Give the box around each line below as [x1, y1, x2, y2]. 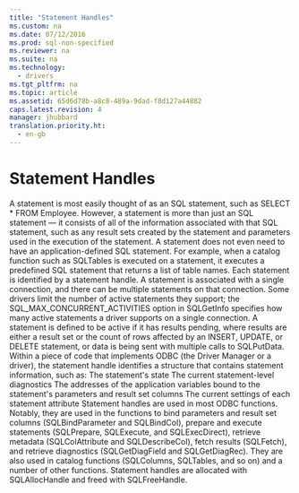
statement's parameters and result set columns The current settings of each [9, 388, 291, 399]
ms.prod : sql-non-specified [9, 38, 115, 48]
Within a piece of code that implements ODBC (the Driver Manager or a [9, 350, 271, 361]
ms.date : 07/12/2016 [9, 30, 87, 39]
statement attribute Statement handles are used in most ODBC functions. [9, 398, 278, 409]
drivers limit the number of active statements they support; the [9, 293, 240, 304]
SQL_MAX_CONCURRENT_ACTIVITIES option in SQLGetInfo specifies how [9, 302, 283, 314]
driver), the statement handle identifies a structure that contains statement [9, 359, 284, 370]
